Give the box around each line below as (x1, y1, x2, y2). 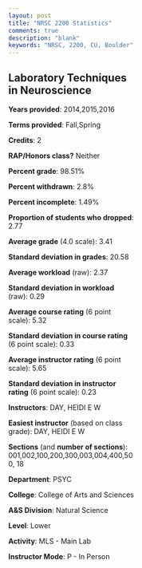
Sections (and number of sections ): (8, 442, 128, 452)
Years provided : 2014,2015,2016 (8, 105, 116, 114)
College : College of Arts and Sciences (8, 490, 134, 499)
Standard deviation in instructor (8, 378, 116, 388)
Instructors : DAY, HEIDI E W (8, 402, 101, 412)
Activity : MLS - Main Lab (8, 536, 92, 546)
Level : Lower (8, 520, 51, 531)
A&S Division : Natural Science (8, 505, 109, 515)
